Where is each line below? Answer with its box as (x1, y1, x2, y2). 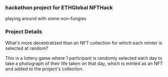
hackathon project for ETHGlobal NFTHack (5, 4, 113, 11)
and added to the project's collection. (5, 65, 84, 72)
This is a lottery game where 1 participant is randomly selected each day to (5, 55, 163, 61)
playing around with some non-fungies (5, 16, 87, 22)
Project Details (5, 28, 42, 35)
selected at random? (5, 45, 48, 51)
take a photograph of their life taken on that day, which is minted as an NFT (5, 60, 163, 66)
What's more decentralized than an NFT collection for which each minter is (5, 40, 162, 46)
